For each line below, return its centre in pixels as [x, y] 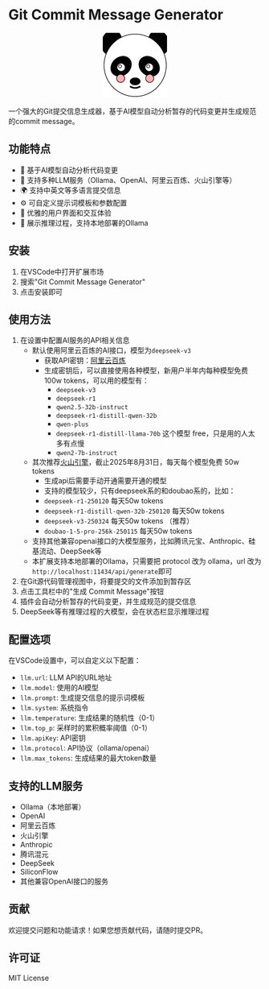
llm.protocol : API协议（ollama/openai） [87, 748]
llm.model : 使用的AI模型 [59, 688]
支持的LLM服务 [46, 786]
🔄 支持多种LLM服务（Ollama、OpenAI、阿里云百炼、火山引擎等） [128, 180]
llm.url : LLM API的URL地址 [66, 677]
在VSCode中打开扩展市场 [62, 271]
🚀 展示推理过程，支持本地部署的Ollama [84, 222]
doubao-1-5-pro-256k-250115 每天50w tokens [118, 531]
